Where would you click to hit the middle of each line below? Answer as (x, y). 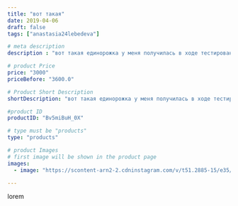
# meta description (36, 47)
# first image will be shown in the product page (82, 157)
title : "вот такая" (36, 14)
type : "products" (33, 138)
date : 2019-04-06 (33, 21)
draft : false (27, 27)
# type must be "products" (47, 131)
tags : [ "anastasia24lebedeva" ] (53, 34)
